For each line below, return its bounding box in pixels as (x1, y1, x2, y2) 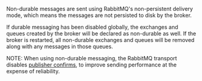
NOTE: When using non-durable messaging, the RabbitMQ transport (6, 55, 178, 62)
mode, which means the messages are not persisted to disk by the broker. (6, 12, 192, 19)
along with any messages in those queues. (6, 43, 114, 50)
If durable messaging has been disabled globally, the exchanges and (6, 24, 178, 30)
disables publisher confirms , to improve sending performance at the (6, 61, 177, 68)
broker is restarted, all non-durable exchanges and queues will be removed (6, 37, 195, 43)
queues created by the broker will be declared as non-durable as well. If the (6, 30, 197, 37)
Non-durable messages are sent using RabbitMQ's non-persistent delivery (6, 5, 193, 12)
